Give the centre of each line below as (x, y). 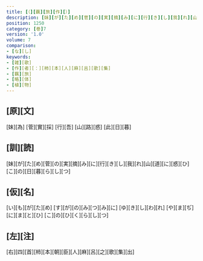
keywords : (19, 57)
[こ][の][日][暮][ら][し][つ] (38, 171)
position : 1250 (25, 23)
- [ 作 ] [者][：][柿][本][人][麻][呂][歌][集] (59, 68)
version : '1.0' (25, 35)
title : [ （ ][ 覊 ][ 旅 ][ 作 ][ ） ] (38, 12)
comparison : (21, 46)
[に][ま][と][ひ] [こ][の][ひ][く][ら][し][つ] (57, 215)
